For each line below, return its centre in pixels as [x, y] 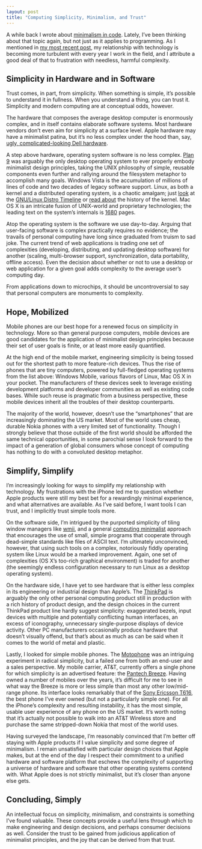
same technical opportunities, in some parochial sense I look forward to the [99, 439]
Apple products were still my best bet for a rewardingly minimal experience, [100, 498]
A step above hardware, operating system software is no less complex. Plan [100, 155]
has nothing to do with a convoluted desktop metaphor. [75, 452]
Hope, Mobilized [38, 312]
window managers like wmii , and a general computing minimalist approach [99, 529]
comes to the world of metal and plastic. [56, 642]
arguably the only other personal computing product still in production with [99, 598]
